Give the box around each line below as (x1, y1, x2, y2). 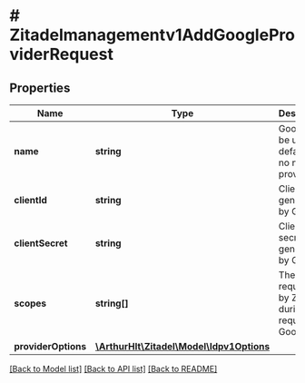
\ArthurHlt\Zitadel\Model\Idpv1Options (94, 340, 271, 352)
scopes (14, 297, 47, 309)
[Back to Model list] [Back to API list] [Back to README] (9, 364, 218, 374)
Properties (9, 80, 71, 95)
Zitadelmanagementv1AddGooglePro (9, 25, 295, 45)
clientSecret (14, 237, 68, 250)
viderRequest (9, 44, 113, 64)
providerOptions (14, 340, 87, 352)
